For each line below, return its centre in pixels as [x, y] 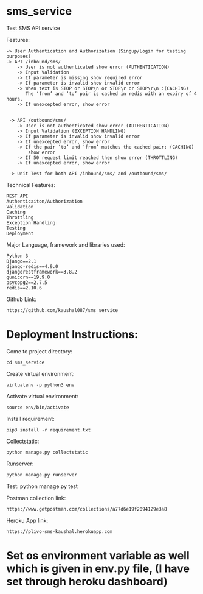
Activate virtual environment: [43, 396]
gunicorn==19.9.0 [28, 277]
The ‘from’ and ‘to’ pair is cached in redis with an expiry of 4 [111, 94]
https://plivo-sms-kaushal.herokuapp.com [60, 531]
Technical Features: [31, 185]
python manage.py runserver [42, 475]
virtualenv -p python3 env [40, 385]
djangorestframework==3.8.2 [42, 272]
